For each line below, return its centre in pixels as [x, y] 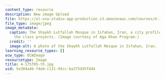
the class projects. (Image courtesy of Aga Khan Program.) [77, 37]
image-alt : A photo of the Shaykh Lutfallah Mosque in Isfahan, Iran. [83, 46]
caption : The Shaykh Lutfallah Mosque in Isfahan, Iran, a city [77, 32]
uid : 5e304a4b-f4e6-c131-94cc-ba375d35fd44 [50, 69]
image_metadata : [22, 28]
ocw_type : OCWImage [25, 55]
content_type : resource [29, 10]
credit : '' [21, 42]
